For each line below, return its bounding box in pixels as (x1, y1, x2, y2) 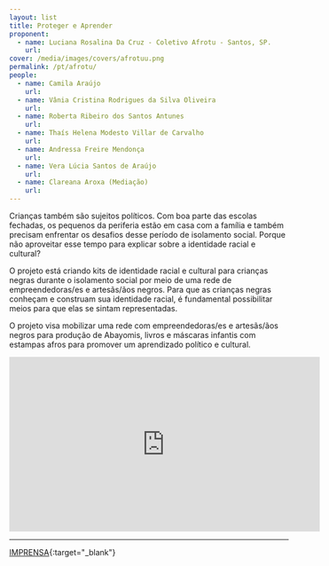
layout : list (9, 12, 58, 22)
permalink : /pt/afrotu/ (9, 63, 98, 72)
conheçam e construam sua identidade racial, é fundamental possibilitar (9, 294, 273, 304)
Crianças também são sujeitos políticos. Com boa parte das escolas (9, 210, 257, 221)
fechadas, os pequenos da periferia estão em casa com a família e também (9, 220, 285, 231)
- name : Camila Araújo (17, 79, 101, 88)
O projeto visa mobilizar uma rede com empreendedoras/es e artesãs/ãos (9, 320, 279, 331)
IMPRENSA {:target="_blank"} (9, 547, 116, 557)
